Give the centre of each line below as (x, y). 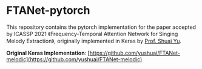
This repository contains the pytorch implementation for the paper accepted (101, 27)
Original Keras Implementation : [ (48, 53)
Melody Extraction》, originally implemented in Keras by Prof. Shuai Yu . (94, 41)
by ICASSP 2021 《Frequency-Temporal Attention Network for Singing (92, 34)
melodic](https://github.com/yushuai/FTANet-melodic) (74, 59)
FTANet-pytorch (48, 10)
